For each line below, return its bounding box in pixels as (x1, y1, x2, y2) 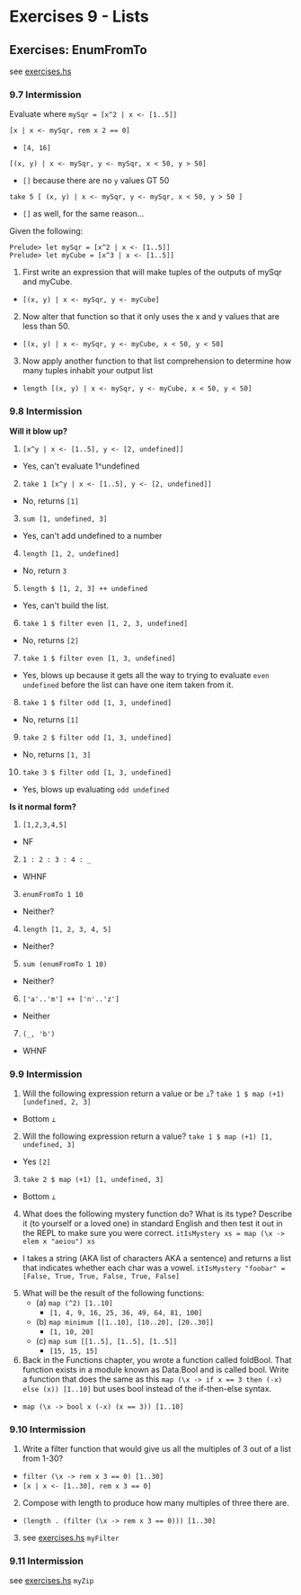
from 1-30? (22, 1453, 64, 1464)
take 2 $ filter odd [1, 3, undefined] (22, 733, 173, 742)
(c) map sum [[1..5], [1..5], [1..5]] (35, 1335, 178, 1346)
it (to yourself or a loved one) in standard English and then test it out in (22, 1217, 283, 1229)
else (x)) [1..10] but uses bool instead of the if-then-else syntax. (22, 1383, 272, 1393)
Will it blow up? (9, 426, 68, 436)
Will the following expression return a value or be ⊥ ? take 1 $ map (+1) (22, 1088, 285, 1098)
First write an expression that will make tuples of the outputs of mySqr (22, 267, 282, 278)
